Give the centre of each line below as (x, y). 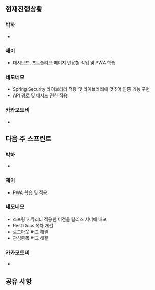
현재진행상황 (24, 9)
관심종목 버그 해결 (30, 238)
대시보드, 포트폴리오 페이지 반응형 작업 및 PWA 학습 (64, 62)
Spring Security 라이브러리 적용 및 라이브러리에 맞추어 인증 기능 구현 (81, 89)
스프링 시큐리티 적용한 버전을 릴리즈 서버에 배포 (60, 219)
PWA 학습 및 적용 (30, 192)
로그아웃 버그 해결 (30, 232)
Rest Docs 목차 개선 (33, 225)
